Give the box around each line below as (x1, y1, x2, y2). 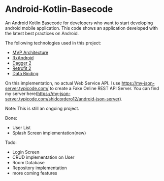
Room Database (12, 159, 45, 165)
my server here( (5, 90, 38, 96)
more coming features (12, 170, 58, 176)
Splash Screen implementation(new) (12, 130, 86, 136)
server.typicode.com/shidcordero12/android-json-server (5, 95, 120, 102)
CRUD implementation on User (12, 154, 75, 160)
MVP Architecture (12, 49, 49, 55)
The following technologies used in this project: (5, 40, 101, 45)
